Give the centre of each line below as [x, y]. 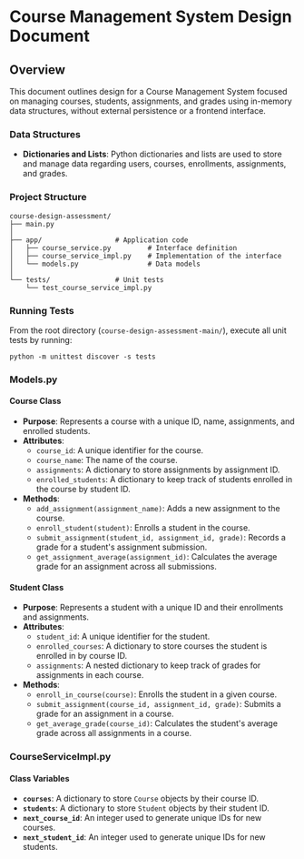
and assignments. [55, 617]
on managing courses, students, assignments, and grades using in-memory [151, 101]
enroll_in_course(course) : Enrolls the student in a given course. [157, 694]
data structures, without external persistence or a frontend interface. [137, 111]
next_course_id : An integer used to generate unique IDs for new [142, 818]
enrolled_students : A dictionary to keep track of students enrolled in [164, 480]
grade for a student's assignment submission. [122, 547]
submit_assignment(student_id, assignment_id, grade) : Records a [161, 538]
